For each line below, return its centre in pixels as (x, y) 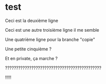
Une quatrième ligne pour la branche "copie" (50, 39)
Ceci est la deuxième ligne (32, 21)
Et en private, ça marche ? (31, 58)
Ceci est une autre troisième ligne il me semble (52, 30)
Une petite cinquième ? (28, 49)
